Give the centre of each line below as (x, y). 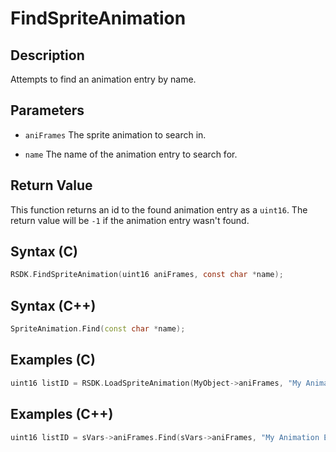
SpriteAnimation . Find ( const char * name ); (98, 329)
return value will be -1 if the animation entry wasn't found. (130, 220)
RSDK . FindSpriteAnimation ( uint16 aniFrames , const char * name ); (147, 275)
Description (47, 55)
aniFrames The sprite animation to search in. (115, 134)
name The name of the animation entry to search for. (131, 154)
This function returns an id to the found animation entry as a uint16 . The (159, 209)
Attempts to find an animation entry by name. (103, 79)
